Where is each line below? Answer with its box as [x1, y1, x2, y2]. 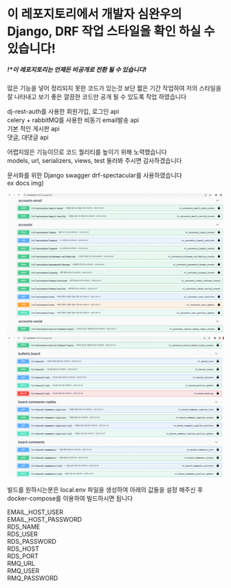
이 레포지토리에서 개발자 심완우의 [7, 6, 182, 22]
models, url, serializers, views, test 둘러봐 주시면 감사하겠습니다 [7, 157, 182, 165]
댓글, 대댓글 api [7, 133, 49, 141]
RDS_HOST [7, 545, 40, 553]
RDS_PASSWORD [7, 538, 57, 546]
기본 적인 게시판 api [7, 125, 60, 133]
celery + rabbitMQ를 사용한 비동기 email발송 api [7, 116, 140, 124]
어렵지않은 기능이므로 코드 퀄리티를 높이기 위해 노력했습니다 [7, 148, 167, 156]
